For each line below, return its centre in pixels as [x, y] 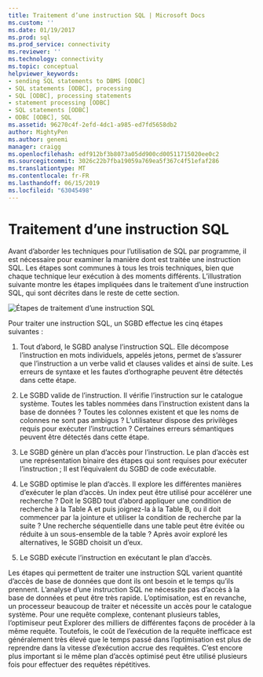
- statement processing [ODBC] [59, 103]
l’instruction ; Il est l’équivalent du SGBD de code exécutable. [118, 468]
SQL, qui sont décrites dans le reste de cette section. [94, 293]
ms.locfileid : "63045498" [50, 190]
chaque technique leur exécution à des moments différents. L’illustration [125, 276]
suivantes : [26, 331]
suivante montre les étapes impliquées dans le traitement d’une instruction [128, 284]
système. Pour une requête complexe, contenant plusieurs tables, [115, 614]
